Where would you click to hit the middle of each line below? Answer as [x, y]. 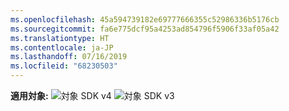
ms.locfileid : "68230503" [64, 66]
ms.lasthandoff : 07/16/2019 [69, 57]
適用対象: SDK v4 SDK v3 [92, 95]
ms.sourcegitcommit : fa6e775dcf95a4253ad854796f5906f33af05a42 [145, 29]
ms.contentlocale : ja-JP [62, 47]
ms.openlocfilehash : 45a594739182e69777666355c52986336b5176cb [145, 19]
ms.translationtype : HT [60, 38]
